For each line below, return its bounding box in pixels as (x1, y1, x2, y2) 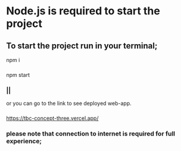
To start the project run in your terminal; (6, 41, 158, 51)
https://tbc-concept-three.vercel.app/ (6, 115, 99, 122)
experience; (6, 137, 42, 146)
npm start (6, 71, 30, 78)
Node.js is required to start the (6, 4, 161, 18)
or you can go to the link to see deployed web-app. (6, 100, 132, 107)
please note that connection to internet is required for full (6, 130, 176, 138)
